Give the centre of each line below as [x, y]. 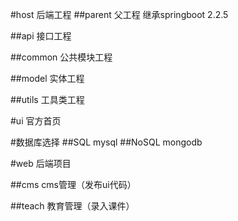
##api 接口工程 [41, 36]
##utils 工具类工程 [47, 99]
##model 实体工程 [47, 78]
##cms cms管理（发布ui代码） [73, 184]
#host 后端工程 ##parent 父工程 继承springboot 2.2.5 [119, 14]
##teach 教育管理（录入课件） [72, 206]
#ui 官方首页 [36, 121]
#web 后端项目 [41, 163]
